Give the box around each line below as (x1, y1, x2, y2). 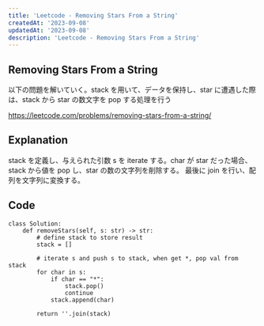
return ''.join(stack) (36, 309, 111, 317)
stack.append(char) (50, 296, 115, 304)
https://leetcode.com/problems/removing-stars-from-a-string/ (8, 111, 212, 120)
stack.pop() (64, 282, 104, 290)
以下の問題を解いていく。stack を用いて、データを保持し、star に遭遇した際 (8, 85, 257, 95)
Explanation (8, 134, 69, 147)
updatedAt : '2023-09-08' (8, 26, 90, 34)
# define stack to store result (36, 233, 144, 241)
